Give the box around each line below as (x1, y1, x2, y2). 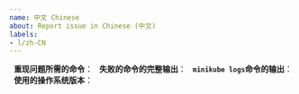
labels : (9, 30, 39, 38)
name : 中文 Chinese (9, 13, 80, 22)
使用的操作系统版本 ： (13, 75, 93, 86)
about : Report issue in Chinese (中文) (9, 21, 157, 30)
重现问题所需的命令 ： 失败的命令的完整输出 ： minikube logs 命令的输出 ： (13, 64, 293, 74)
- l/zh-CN (9, 38, 47, 47)
